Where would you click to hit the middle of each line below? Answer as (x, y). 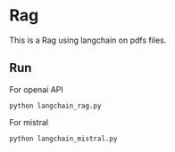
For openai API (37, 89)
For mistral (29, 122)
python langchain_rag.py (55, 106)
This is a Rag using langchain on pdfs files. (88, 40)
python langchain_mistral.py (63, 139)
